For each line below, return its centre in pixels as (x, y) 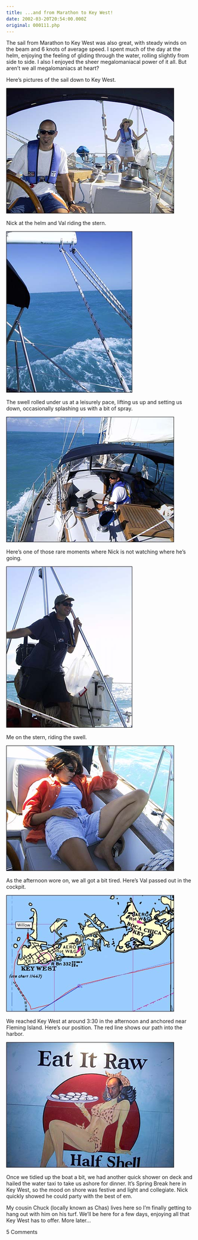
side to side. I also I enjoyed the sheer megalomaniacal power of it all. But (96, 62)
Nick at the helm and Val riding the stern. (56, 223)
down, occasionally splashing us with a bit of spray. (69, 408)
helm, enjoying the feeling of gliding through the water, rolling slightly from (98, 56)
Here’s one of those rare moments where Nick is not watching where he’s (96, 552)
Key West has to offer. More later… (49, 1220)
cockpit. (16, 887)
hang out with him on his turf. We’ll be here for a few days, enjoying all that (98, 1214)
